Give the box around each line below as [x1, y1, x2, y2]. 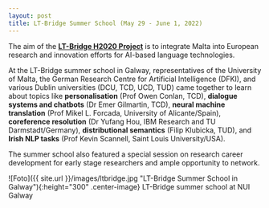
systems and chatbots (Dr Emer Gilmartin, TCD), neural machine [8, 100, 226, 109]
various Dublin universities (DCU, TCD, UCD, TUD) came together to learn [8, 82, 252, 92]
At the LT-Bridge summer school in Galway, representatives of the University [8, 65, 262, 75]
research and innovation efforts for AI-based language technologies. [8, 50, 235, 59]
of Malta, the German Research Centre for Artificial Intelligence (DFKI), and [8, 74, 256, 84]
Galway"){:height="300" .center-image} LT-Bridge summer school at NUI [8, 181, 251, 191]
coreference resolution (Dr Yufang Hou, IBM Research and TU [8, 116, 216, 126]
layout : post [8, 11, 52, 20]
